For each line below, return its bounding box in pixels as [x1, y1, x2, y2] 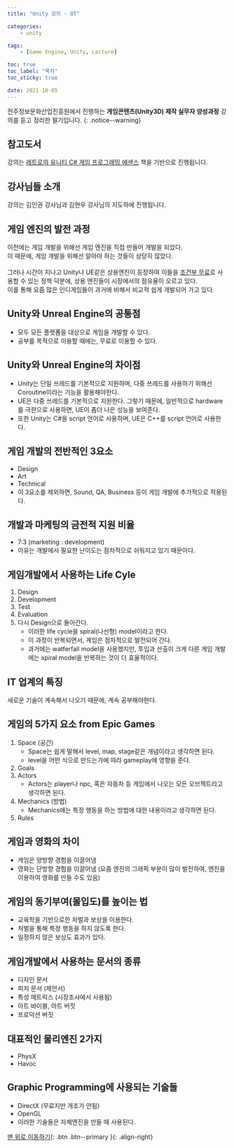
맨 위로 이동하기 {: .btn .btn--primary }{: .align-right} [7, 1133, 153, 1141]
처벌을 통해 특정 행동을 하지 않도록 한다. [17, 924, 126, 933]
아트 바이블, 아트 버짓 [17, 1002, 76, 1010]
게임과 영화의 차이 [7, 835, 80, 848]
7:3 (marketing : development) [17, 538, 105, 547]
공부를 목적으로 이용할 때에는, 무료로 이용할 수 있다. [17, 336, 158, 345]
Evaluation [17, 610, 48, 619]
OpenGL [17, 1109, 42, 1118]
